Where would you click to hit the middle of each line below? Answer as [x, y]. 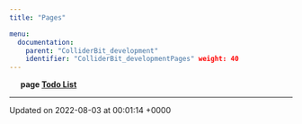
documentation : [46, 42]
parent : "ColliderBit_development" [92, 50]
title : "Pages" [38, 18]
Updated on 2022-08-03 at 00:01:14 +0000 [90, 111]
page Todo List [49, 84]
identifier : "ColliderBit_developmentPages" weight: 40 [133, 59]
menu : [19, 34]
